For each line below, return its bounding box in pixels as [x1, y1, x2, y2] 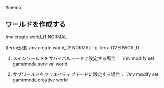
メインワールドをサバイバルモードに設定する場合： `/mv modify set [12, 55, 155, 61]
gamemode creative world [12, 77, 68, 83]
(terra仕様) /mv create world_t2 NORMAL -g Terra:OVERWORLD [5, 44, 139, 50]
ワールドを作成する [5, 20, 66, 29]
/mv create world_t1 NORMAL [5, 34, 67, 40]
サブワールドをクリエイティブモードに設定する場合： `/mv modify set [12, 71, 159, 77]
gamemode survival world [12, 61, 68, 67]
